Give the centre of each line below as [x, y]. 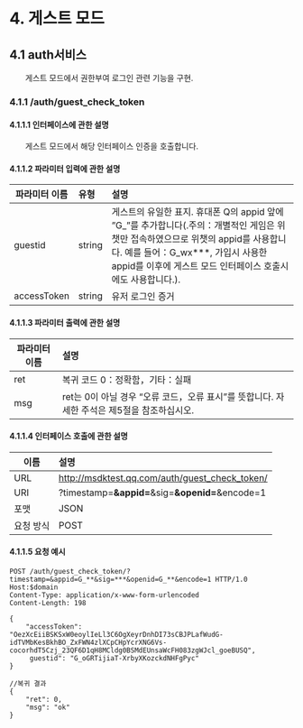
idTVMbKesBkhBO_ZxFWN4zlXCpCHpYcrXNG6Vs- [88, 642]
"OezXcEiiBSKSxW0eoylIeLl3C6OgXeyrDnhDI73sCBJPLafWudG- [116, 634]
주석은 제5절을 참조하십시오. [138, 410]
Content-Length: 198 [48, 603]
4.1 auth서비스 [48, 55]
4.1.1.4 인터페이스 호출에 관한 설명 [69, 436]
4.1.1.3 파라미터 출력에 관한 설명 [65, 322]
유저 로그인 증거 [143, 297]
